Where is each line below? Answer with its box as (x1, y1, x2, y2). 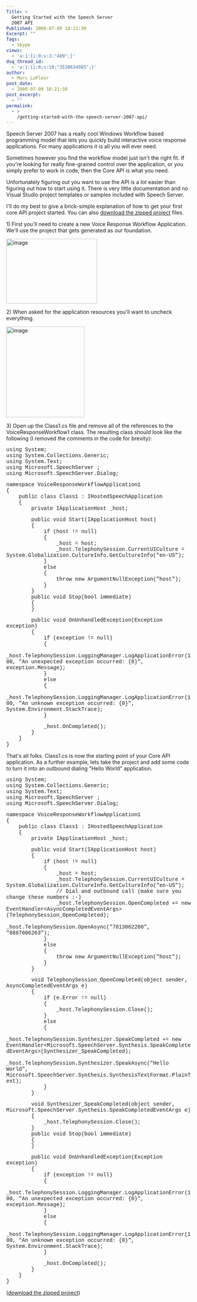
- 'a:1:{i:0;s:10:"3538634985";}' (11, 64, 97, 70)
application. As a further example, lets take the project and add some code (6, 758, 189, 766)
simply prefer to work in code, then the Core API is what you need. (6, 167, 170, 174)
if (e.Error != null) (43, 995, 107, 1001)
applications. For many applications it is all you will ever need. (6, 143, 158, 150)
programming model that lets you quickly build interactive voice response (6, 136, 186, 143)
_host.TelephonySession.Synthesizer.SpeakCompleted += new (6, 1036, 182, 1043)
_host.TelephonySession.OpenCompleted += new (56, 900, 191, 907)
